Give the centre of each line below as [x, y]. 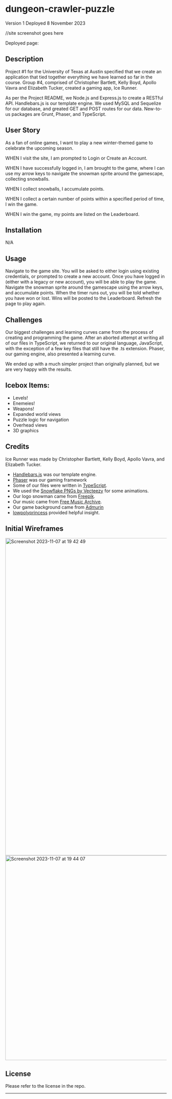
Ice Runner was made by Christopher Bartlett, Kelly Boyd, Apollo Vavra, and [85, 459]
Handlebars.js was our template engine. [55, 474]
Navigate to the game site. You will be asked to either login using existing [82, 271]
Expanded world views [37, 414]
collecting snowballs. [28, 179]
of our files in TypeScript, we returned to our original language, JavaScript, [84, 343]
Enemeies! [24, 403]
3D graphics [26, 430]
